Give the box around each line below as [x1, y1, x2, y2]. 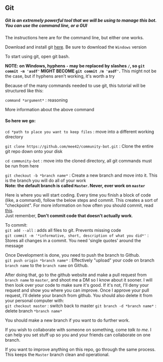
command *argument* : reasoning [5, 97, 68, 103]
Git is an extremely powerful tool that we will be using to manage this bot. [5, 17, 157, 23]
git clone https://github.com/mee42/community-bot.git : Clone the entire [5, 143, 154, 149]
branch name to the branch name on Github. [5, 262, 89, 268]
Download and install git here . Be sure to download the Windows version [5, 44, 147, 50]
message [5, 243, 23, 248]
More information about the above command [5, 107, 95, 113]
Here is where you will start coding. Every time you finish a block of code [5, 192, 151, 198]
